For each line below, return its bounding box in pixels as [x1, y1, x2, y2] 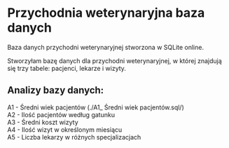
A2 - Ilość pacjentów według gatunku [7, 110, 116, 119]
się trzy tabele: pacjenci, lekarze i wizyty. [7, 64, 126, 72]
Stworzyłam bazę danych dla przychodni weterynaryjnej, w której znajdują [7, 56, 222, 65]
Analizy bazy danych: [7, 84, 104, 96]
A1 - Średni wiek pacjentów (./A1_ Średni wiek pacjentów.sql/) [7, 103, 184, 112]
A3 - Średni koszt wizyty [7, 118, 78, 126]
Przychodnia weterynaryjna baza [7, 5, 205, 21]
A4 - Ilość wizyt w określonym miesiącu [7, 125, 123, 134]
